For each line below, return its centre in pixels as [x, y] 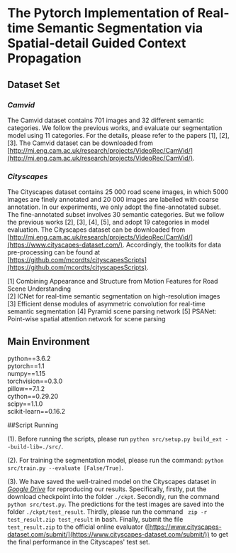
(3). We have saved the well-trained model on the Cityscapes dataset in [112, 481]
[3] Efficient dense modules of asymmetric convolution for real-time [106, 304]
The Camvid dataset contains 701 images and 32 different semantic [106, 120]
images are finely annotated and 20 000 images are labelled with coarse [113, 200]
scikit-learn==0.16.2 [36, 411]
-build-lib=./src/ [34, 447]
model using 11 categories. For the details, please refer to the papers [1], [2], [118, 135]
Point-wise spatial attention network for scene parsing [86, 319]
